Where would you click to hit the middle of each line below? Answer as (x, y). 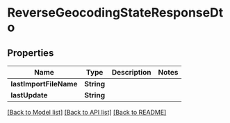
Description (131, 72)
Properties (31, 53)
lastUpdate (29, 95)
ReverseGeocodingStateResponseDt (115, 13)
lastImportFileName (44, 84)
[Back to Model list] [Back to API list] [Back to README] (87, 112)
